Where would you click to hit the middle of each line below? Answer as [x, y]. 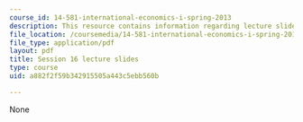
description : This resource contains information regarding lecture [141, 26]
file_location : [38, 34]
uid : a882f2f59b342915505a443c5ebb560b [84, 76]
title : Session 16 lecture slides [74, 59]
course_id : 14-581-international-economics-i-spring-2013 [120, 17]
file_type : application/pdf [62, 43]
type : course [34, 68]
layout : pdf [32, 51]
